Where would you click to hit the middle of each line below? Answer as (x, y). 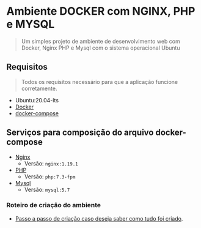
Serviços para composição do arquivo (80, 133)
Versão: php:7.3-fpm (50, 177)
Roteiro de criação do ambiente (54, 205)
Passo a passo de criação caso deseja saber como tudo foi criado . (99, 218)
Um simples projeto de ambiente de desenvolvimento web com (100, 41)
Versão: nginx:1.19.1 (51, 163)
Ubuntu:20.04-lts (37, 100)
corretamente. (39, 88)
